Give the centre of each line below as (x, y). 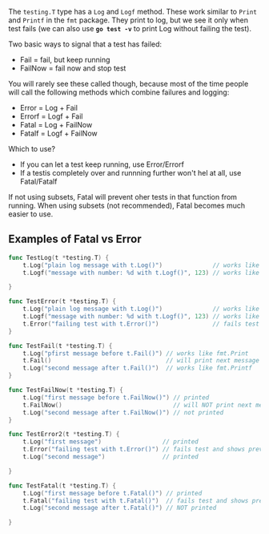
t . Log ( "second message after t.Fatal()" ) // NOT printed (120, 508)
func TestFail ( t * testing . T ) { (60, 346)
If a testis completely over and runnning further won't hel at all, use (130, 173)
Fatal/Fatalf (38, 181)
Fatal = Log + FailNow (56, 125)
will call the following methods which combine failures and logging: (119, 92)
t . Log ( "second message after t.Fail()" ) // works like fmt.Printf (137, 368)
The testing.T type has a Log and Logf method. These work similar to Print (133, 12)
